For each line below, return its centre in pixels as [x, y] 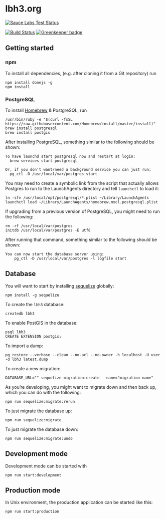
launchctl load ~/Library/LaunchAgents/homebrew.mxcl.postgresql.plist [81, 202]
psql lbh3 [16, 332]
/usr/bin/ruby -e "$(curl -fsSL [39, 119]
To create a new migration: [33, 368]
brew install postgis [28, 133]
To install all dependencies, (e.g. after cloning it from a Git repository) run [81, 73]
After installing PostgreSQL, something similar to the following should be [80, 142]
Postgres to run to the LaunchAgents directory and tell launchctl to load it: [82, 188]
